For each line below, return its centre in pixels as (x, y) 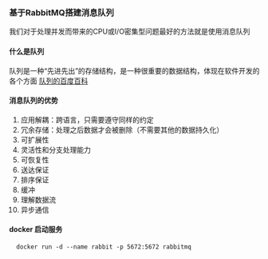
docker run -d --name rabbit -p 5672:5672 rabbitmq (104, 247)
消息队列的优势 (33, 101)
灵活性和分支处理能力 (55, 149)
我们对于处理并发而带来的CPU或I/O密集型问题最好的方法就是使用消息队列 (130, 32)
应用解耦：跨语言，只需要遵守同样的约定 (87, 120)
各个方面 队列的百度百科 (49, 81)
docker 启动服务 (36, 229)
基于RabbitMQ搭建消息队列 (62, 12)
